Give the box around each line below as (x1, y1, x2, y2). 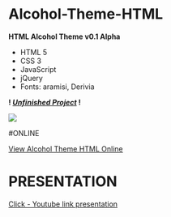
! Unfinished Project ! (8, 97, 81, 107)
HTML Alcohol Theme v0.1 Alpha (8, 32, 121, 41)
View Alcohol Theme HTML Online (8, 143, 123, 154)
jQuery (19, 73, 43, 83)
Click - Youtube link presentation (8, 199, 118, 209)
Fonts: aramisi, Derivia (19, 82, 95, 91)
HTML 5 (19, 47, 48, 57)
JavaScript (19, 64, 57, 74)
